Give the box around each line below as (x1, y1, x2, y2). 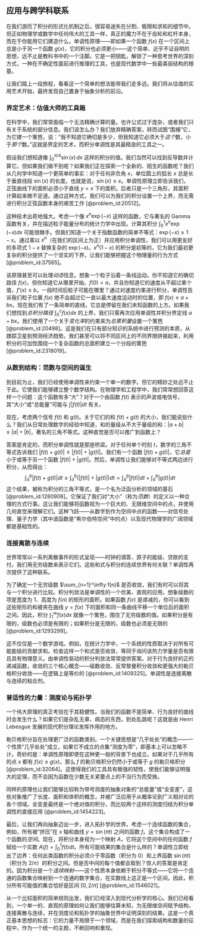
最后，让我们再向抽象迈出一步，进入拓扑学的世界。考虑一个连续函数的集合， (6, 821, 194, 828)
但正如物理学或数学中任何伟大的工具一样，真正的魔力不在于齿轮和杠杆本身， (6, 30, 194, 37)
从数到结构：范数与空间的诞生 (6, 364, 92, 372)
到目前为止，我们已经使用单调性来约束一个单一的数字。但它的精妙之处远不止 (6, 378, 194, 386)
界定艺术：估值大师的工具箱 (6, 104, 86, 112)
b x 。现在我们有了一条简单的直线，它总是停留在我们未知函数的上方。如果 (6, 301, 185, 308)
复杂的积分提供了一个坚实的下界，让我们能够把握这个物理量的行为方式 (6, 251, 179, 258)
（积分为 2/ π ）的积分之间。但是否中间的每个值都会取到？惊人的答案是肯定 (6, 859, 189, 866)
